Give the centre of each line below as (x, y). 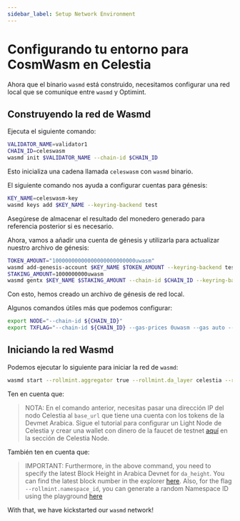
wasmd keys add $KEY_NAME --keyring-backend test (83, 205)
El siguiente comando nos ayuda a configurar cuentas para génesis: (107, 185)
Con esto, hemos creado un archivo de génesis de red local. (96, 294)
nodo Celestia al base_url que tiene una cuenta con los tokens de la (125, 415)
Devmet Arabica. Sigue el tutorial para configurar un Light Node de (123, 423)
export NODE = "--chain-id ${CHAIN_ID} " (65, 321)
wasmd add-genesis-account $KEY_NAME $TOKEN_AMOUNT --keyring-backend (115, 267)
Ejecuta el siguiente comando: (52, 131)
